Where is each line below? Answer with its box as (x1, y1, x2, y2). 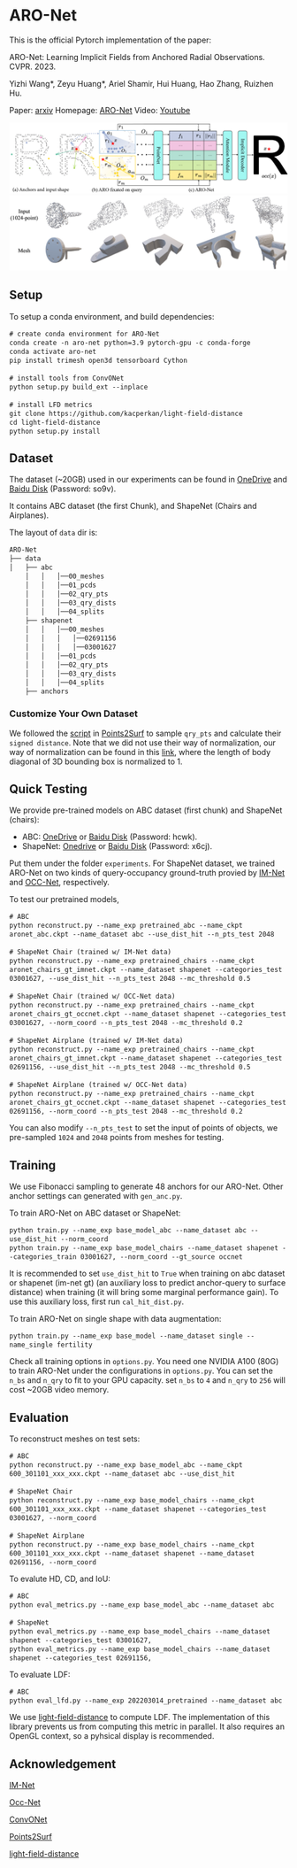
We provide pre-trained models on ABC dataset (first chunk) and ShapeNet (9, 805, 283, 815)
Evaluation (9, 1409, 69, 1425)
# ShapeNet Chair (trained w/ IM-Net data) (9, 948, 172, 957)
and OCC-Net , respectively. (9, 877, 110, 888)
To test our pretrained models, (9, 894, 119, 905)
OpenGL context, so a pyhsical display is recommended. (9, 1731, 215, 1741)
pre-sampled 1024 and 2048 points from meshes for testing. (9, 1132, 225, 1143)
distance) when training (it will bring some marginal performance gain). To (9, 1287, 279, 1298)
